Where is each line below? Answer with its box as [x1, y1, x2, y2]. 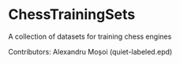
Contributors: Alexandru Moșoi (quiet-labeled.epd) [8, 47, 173, 56]
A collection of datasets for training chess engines [8, 32, 172, 41]
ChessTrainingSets [8, 6, 136, 24]
